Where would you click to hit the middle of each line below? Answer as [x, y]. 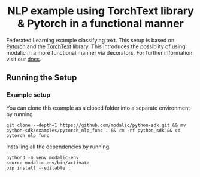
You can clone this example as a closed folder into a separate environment [98, 108]
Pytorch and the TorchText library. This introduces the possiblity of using [96, 46]
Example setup [28, 95]
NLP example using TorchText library [101, 11]
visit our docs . [24, 59]
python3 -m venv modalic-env [43, 157]
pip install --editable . [38, 168]
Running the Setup [42, 78]
